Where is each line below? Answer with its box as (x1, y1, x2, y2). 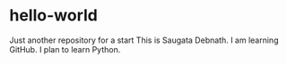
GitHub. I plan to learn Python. (9, 44, 121, 54)
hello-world (9, 5, 99, 26)
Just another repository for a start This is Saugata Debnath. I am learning (9, 35, 279, 45)
